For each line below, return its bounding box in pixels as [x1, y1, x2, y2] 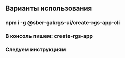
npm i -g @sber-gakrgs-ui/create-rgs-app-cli [5, 19, 120, 26]
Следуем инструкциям [5, 46, 66, 53]
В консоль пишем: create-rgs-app [5, 33, 93, 40]
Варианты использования [5, 4, 92, 13]
